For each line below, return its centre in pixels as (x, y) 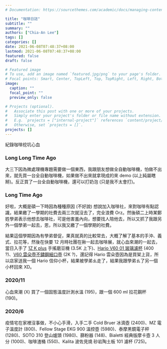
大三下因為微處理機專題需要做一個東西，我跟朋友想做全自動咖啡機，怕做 (79, 169)
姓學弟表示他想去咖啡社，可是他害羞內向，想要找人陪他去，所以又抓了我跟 (81, 219)
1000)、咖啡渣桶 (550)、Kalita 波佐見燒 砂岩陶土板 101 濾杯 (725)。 (81, 341)
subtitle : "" (19, 23)
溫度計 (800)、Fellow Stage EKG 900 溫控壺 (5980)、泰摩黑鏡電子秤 (79, 329)
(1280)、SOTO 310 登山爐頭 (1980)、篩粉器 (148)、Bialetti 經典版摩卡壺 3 (80, 335)
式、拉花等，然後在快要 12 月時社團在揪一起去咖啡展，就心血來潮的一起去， (83, 242)
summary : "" (17, 28)
